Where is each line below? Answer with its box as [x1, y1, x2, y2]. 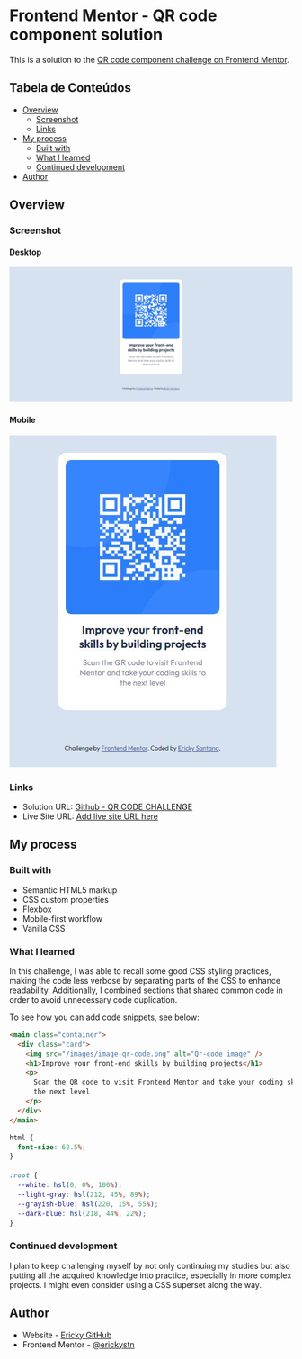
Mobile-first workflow [22, 913, 103, 923]
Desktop [9, 247, 42, 257]
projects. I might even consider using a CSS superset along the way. [9, 1279, 262, 1290]
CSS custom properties [22, 894, 110, 904]
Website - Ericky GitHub [22, 1329, 112, 1340]
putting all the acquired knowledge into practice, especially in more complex [9, 1270, 292, 1281]
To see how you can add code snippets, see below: [9, 1012, 200, 1022]
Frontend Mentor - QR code [9, 5, 218, 26]
